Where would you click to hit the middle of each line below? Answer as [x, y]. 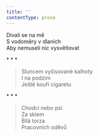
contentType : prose [31, 18]
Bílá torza [33, 121]
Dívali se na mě [25, 35]
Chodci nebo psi [42, 107]
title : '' [19, 12]
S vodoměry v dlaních [34, 41]
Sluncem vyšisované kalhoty [57, 71]
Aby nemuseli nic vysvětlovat [43, 48]
